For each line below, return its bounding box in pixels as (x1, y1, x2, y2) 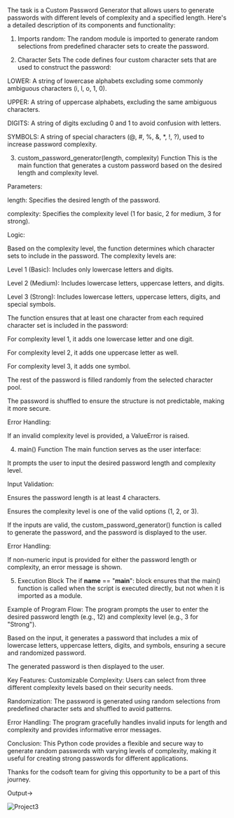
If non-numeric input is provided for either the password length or (7, 556, 198, 563)
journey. (7, 775, 31, 784)
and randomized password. (7, 648, 86, 657)
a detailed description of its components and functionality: (7, 21, 176, 29)
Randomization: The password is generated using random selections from (7, 697, 221, 705)
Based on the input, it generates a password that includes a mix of (7, 634, 198, 642)
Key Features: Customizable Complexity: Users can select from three (7, 676, 207, 684)
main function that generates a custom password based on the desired (17, 161, 222, 170)
